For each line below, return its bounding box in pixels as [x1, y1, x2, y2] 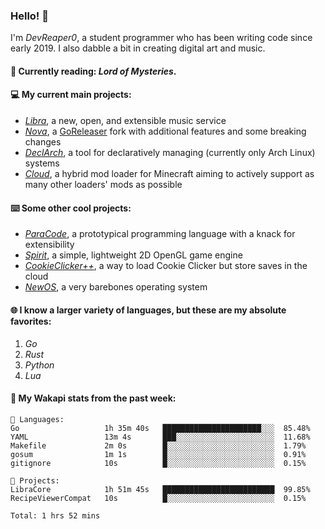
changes [24, 136, 62, 148]
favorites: [10, 315, 52, 327]
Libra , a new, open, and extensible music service [24, 115, 227, 127]
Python [24, 359, 55, 371]
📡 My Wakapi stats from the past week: [10, 392, 177, 404]
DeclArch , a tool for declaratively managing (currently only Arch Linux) [24, 147, 316, 159]
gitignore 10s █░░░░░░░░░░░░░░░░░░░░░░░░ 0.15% [10, 458, 307, 468]
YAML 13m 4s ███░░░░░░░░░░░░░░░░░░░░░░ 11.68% [10, 432, 311, 442]
